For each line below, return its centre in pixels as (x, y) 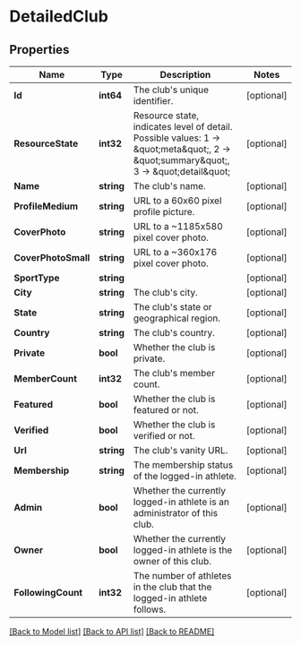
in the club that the (172, 587)
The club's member (174, 373)
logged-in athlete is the (183, 550)
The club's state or (172, 307)
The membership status (183, 465)
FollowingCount (48, 593)
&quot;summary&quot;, (181, 160)
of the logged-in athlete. (185, 476)
